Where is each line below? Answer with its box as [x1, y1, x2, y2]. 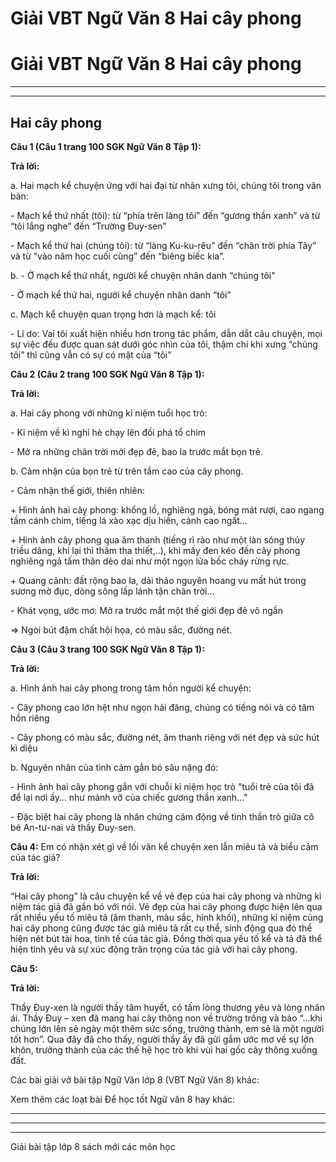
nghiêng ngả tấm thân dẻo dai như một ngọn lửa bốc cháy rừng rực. [10, 555, 290, 567]
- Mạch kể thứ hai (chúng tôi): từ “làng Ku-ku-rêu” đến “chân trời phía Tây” [10, 239, 317, 251]
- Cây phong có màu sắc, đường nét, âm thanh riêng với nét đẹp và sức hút [10, 731, 320, 743]
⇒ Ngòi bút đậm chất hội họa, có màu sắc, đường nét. [10, 623, 233, 636]
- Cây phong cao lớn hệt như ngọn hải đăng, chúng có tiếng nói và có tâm [10, 701, 315, 713]
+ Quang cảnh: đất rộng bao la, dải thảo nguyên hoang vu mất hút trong [10, 574, 307, 586]
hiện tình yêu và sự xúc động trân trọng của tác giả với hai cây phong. [10, 943, 298, 955]
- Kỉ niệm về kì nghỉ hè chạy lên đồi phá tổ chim [10, 426, 207, 438]
